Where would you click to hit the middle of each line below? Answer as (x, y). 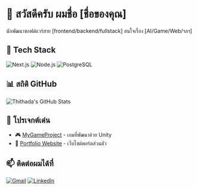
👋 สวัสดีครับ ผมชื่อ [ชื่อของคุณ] (66, 14)
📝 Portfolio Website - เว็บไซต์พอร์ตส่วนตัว (61, 143)
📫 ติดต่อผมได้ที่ (30, 163)
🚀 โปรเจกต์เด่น (28, 120)
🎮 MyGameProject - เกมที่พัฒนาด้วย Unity (63, 135)
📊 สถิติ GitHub (32, 84)
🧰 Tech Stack (31, 50)
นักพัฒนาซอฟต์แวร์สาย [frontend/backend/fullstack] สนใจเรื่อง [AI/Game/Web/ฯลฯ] (99, 30)
